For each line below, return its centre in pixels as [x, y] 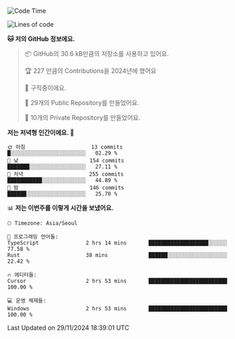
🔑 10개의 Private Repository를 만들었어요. [82, 118]
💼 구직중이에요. [45, 88]
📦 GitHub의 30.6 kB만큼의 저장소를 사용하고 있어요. [97, 54]
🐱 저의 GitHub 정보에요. [41, 39]
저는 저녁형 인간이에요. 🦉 [41, 132]
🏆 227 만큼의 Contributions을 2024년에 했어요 [90, 71]
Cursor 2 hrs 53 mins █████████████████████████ [117, 281]
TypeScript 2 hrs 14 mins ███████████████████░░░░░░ [117, 243]
